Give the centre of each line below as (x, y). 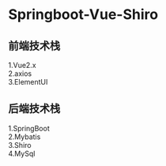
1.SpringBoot (29, 128)
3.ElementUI (28, 82)
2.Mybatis (25, 137)
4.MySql (22, 153)
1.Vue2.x (23, 65)
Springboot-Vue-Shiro (83, 15)
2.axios (20, 74)
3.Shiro (20, 145)
